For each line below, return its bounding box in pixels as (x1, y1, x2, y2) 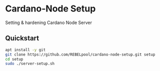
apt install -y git (5, 47, 46, 52)
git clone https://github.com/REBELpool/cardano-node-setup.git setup (5, 52, 155, 57)
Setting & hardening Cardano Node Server (5, 19, 92, 25)
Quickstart (5, 34, 39, 42)
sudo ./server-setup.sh (5, 61, 55, 66)
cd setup (5, 56, 23, 61)
